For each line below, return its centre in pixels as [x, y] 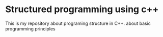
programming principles [30, 28]
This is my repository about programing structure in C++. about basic [78, 23]
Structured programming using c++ [82, 9]
